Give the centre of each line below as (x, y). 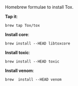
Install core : (17, 34)
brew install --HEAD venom (33, 80)
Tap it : (11, 16)
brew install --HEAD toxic (32, 62)
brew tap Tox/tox (23, 25)
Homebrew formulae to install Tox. (39, 7)
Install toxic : (18, 53)
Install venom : (20, 71)
